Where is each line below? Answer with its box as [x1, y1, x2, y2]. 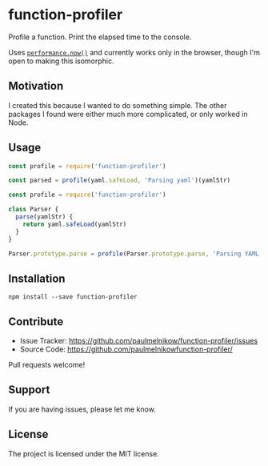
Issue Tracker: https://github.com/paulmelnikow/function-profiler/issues [19, 336, 258, 346]
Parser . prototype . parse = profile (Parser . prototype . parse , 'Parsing [8, 250, 242, 258]
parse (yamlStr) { [15, 213, 74, 221]
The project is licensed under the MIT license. [8, 448, 160, 458]
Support [8, 383, 50, 397]
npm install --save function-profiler [8, 293, 138, 301]
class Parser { [8, 206, 59, 214]
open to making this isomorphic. [8, 56, 114, 66]
